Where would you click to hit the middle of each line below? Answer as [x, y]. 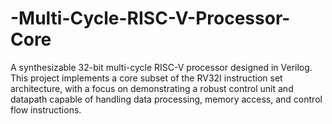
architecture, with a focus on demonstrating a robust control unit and [152, 88]
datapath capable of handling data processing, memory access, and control [166, 99]
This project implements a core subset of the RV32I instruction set [146, 78]
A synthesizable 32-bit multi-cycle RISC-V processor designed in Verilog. [161, 67]
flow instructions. [46, 109]
